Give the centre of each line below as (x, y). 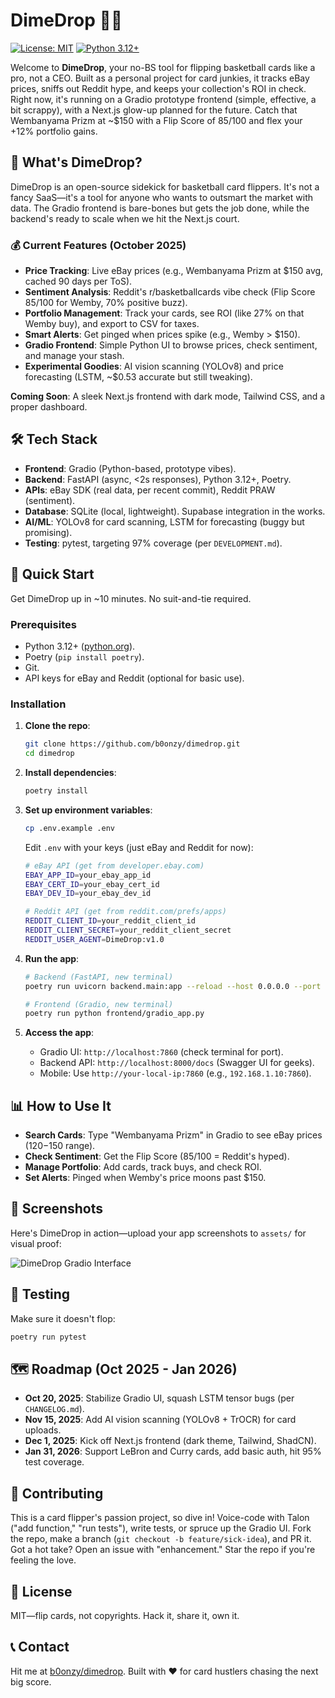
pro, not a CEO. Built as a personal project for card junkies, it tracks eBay (160, 78)
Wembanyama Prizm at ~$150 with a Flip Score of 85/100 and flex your (156, 120)
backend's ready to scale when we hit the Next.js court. (125, 218)
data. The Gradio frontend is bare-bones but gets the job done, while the (160, 208)
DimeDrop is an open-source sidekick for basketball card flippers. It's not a (165, 186)
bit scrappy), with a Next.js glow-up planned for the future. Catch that (154, 110)
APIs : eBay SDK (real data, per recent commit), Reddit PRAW (150, 490)
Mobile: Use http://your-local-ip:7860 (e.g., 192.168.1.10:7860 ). (175, 1073)
